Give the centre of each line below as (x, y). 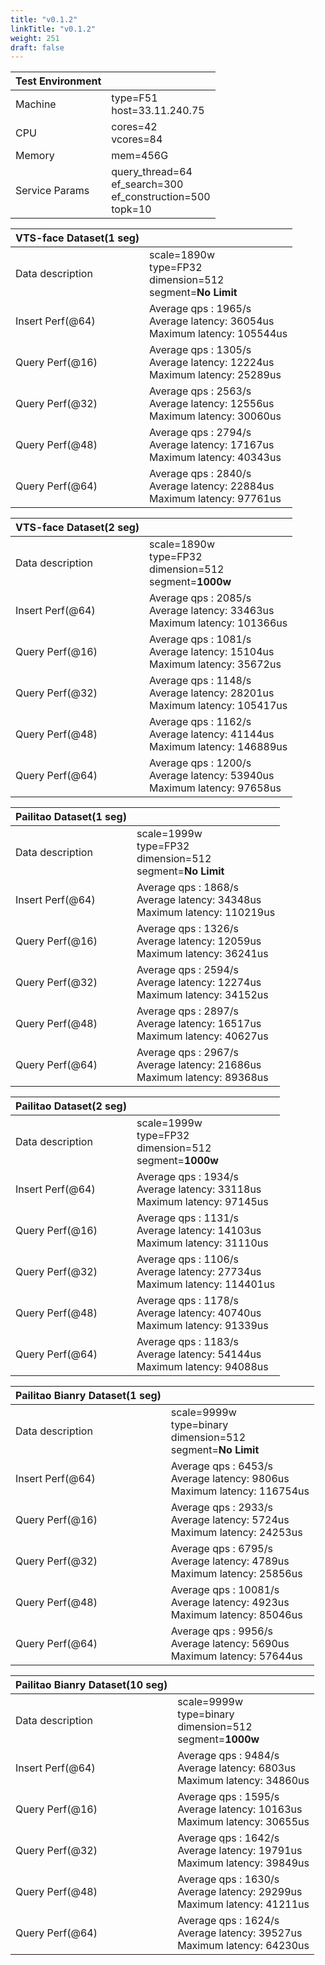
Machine (36, 104)
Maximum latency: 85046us (236, 1615)
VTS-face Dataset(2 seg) (77, 528)
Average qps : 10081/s (225, 1590)
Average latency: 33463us (212, 611)
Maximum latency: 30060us (215, 416)
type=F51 (134, 98)
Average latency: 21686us (199, 1065)
